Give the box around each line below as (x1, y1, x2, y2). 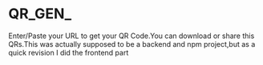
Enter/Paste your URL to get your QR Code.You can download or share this (8, 31, 255, 40)
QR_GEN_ (8, 5, 72, 23)
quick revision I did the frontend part (8, 48, 129, 57)
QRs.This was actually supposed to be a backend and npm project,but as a (8, 39, 256, 48)
